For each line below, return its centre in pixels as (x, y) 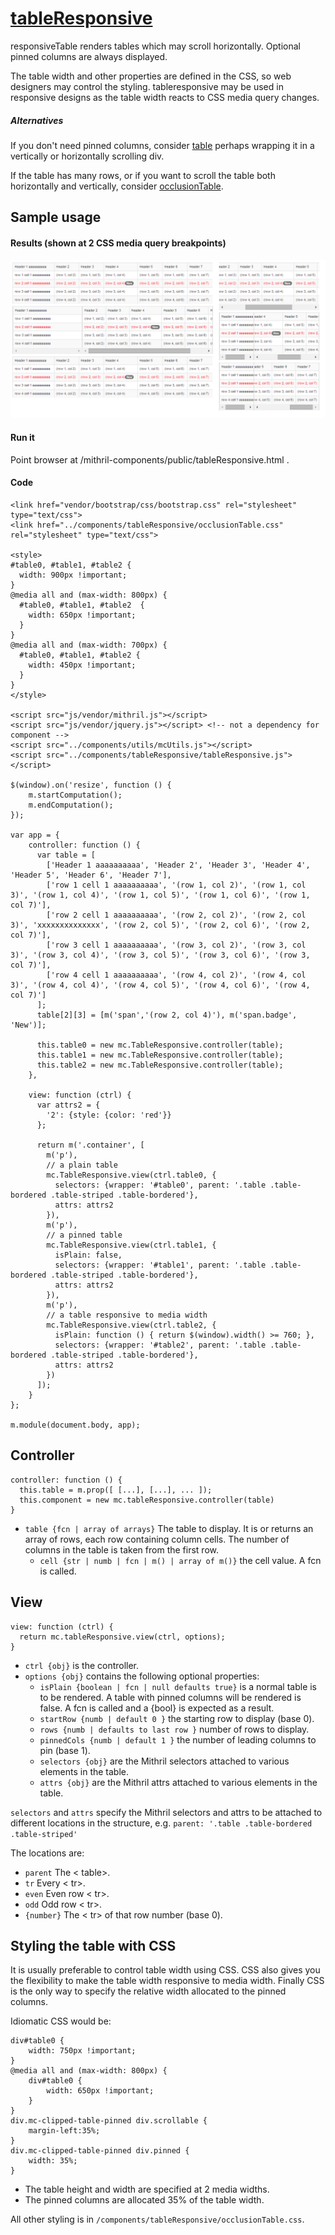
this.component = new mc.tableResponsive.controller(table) (147, 1500)
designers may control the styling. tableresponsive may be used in (147, 86)
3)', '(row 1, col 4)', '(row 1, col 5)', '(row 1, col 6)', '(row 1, (160, 895)
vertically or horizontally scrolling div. (87, 156)
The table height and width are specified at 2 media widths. (147, 2189)
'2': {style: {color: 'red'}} (109, 1115)
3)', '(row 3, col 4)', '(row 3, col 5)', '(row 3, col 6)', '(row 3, (160, 955)
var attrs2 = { (68, 1105)
